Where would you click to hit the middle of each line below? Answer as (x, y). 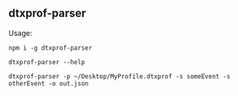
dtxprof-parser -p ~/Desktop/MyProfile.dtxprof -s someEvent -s (119, 76)
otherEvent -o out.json (49, 83)
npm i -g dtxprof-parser (50, 48)
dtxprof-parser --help (47, 62)
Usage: (20, 33)
